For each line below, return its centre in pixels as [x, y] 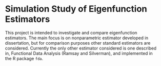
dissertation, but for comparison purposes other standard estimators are [78, 43]
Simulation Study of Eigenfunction [76, 9]
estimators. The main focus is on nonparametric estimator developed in [77, 38]
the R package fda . [24, 58]
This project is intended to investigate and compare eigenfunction [71, 33]
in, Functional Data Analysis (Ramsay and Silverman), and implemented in [79, 53]
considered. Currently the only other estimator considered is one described [81, 48]
